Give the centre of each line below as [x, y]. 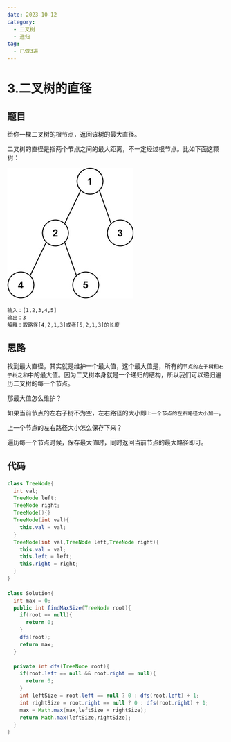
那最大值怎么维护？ [35, 398]
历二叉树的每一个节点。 [40, 383]
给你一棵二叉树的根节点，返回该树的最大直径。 [74, 134]
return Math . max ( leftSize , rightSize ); [75, 718]
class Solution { [30, 593]
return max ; [37, 644]
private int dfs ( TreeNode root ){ [62, 666]
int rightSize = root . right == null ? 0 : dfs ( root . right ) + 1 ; [114, 703]
